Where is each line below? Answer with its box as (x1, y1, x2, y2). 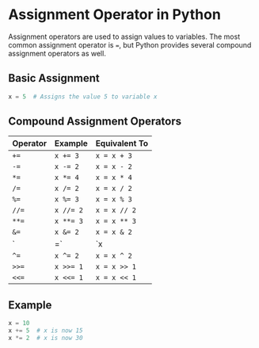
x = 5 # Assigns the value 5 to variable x (8, 93, 158, 101)
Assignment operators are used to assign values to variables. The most (8, 32, 240, 41)
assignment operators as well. (8, 48, 107, 58)
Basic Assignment (8, 71, 101, 85)
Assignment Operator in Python (8, 6, 222, 24)
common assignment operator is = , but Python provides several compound (8, 40, 252, 49)
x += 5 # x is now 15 (8, 327, 83, 335)
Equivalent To (95, 138, 149, 149)
